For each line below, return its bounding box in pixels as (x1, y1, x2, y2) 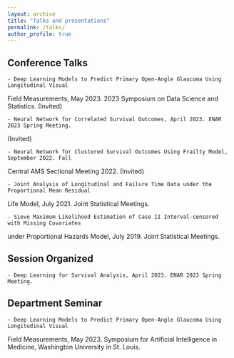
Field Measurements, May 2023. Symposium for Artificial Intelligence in (7, 334, 218, 343)
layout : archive (7, 10, 56, 18)
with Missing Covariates (7, 220, 81, 227)
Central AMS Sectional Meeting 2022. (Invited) (7, 167, 145, 175)
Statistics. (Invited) (7, 102, 63, 111)
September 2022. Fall (7, 155, 72, 162)
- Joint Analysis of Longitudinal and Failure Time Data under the (7, 181, 213, 188)
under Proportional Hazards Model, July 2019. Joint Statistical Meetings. (7, 232, 220, 241)
